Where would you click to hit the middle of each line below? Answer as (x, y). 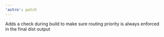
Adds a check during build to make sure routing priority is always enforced (82, 24)
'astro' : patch (21, 10)
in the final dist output (28, 29)
